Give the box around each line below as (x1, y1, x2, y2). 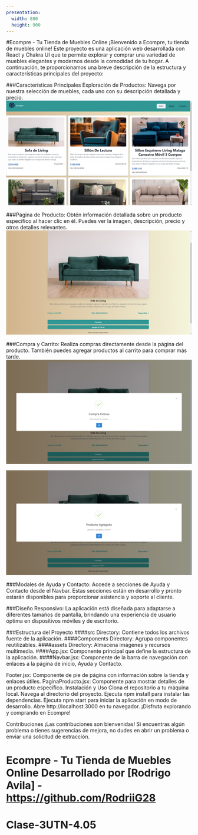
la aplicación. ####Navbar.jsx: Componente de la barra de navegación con (6, 653, 188, 660)
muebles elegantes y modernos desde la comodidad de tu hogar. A (6, 58, 169, 65)
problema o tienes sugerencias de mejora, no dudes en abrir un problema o (6, 726, 190, 734)
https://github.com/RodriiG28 (6, 791, 156, 805)
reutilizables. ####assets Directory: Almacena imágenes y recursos (6, 641, 171, 648)
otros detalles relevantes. (6, 223, 68, 231)
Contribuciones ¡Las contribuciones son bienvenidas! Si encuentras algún (6, 720, 185, 728)
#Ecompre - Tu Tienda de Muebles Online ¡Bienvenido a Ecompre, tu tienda (6, 39, 190, 46)
